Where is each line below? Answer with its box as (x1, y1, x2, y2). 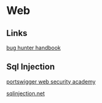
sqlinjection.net (6, 90, 45, 97)
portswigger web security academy (6, 77, 96, 85)
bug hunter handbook (6, 44, 61, 51)
